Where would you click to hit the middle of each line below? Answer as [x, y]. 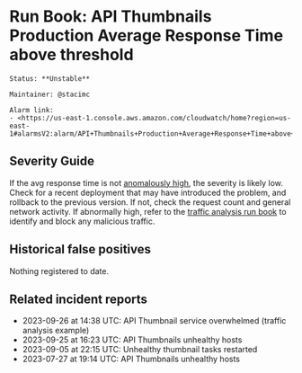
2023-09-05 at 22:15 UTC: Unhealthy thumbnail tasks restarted [140, 350]
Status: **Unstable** [50, 78]
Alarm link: [31, 110]
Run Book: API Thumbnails [111, 17]
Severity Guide [52, 161]
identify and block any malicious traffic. [82, 221]
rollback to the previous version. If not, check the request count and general [150, 202]
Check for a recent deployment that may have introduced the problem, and [148, 192]
